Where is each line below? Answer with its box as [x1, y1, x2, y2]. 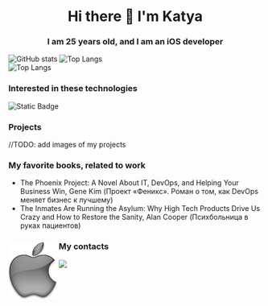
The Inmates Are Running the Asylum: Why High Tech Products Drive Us [19, 204, 260, 213]
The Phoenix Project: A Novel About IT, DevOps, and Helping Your [19, 178, 240, 188]
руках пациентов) [19, 221, 81, 230]
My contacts [59, 241, 109, 252]
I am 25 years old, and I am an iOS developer [47, 36, 224, 48]
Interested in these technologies [8, 83, 138, 94]
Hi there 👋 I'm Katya [67, 7, 204, 26]
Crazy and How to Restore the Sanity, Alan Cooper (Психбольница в [19, 213, 249, 222]
